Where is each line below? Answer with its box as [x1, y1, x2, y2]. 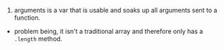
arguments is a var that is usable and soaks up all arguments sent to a [13, 6, 218, 14]
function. [13, 13, 41, 22]
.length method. [13, 35, 63, 43]
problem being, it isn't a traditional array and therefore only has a [13, 27, 204, 35]
